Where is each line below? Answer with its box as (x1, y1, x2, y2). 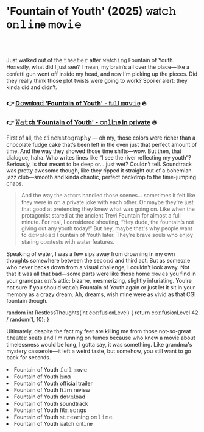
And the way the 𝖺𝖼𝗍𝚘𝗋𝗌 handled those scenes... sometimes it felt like (21, 192, 196, 199)
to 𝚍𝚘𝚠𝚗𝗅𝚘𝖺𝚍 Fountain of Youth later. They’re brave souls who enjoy (21, 232, 194, 239)
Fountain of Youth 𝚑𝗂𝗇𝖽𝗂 (14, 373, 72, 380)
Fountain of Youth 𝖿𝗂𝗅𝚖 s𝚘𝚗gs (14, 406, 86, 414)
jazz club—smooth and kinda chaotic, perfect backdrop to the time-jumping (6, 174, 197, 181)
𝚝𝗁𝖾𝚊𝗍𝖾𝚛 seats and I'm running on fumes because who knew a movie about (6, 334, 196, 342)
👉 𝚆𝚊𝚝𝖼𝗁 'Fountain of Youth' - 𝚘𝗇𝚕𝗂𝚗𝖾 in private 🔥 (6, 118, 157, 126)
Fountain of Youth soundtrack (14, 400, 88, 408)
